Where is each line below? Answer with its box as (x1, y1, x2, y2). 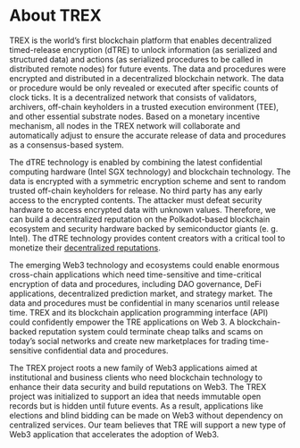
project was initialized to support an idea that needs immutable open (9, 391, 262, 402)
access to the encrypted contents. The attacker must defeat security (9, 194, 262, 206)
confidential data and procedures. (44, 345, 169, 356)
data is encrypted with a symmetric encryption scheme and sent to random (9, 175, 287, 186)
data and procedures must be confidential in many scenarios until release (9, 297, 279, 309)
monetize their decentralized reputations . (9, 242, 161, 253)
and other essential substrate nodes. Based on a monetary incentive (9, 111, 261, 122)
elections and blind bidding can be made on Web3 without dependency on (9, 410, 284, 420)
